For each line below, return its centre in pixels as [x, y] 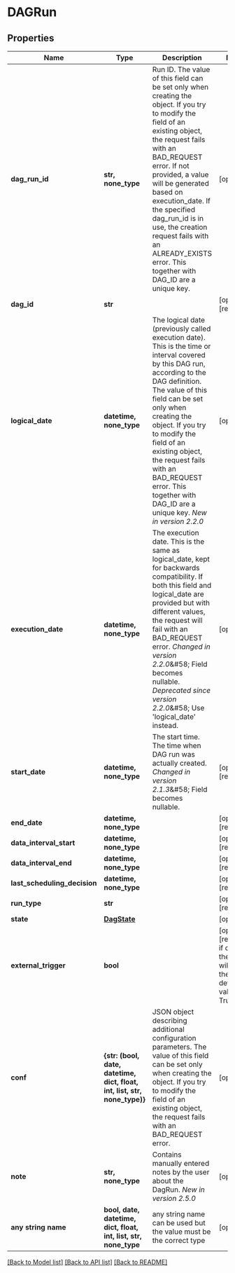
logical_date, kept [181, 559]
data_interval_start [43, 843]
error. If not [171, 166]
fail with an [170, 629]
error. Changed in [181, 647]
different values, [179, 612]
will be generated [181, 183]
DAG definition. [177, 381]
